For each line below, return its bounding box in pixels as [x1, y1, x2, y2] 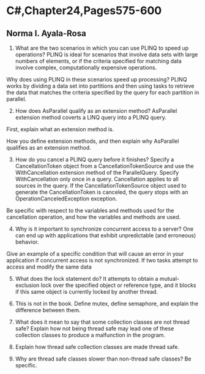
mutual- [159, 275, 179, 282]
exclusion [15, 281, 40, 289]
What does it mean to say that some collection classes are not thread [15, 318, 190, 326]
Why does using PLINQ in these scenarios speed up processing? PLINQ [6, 76, 187, 83]
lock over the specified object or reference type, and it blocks [40, 281, 196, 289]
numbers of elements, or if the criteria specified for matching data [15, 58, 182, 64]
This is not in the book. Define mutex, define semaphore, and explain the [15, 300, 199, 307]
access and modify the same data [6, 263, 92, 270]
